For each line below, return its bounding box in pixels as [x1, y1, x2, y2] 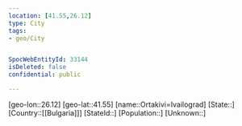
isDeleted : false [8, 63, 67, 71]
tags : [8, 26, 27, 35]
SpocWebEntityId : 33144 [8, 55, 89, 64]
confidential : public [8, 71, 81, 79]
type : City [8, 19, 45, 27]
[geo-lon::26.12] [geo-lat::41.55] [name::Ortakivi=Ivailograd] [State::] [8, 100, 236, 109]
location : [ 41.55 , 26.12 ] [8, 11, 92, 20]
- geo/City [8, 34, 45, 43]
